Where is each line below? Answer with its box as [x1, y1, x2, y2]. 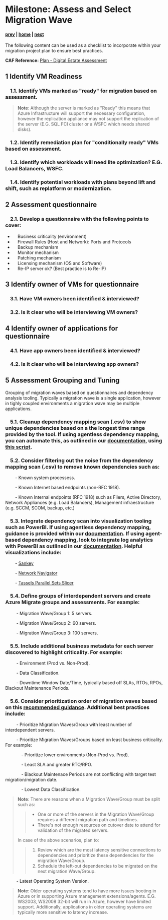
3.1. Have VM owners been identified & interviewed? [10, 295, 139, 302]
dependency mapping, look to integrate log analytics [22, 536, 153, 543]
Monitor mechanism [17, 249, 59, 255]
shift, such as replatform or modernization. [5, 185, 112, 192]
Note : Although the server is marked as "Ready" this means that [17, 105, 150, 111]
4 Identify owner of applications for [5, 324, 118, 333]
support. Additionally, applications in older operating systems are [17, 904, 152, 910]
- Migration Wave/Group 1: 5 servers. [16, 610, 93, 616]
